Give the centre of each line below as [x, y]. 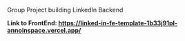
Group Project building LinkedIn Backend [65, 10]
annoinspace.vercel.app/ [44, 30]
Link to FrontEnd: [32, 23]
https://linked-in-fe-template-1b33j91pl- [118, 23]
